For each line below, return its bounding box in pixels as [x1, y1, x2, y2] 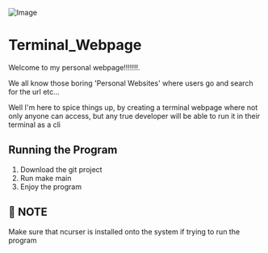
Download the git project [19, 164, 103, 174]
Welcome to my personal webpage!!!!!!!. [8, 62, 140, 72]
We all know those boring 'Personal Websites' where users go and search [8, 78, 253, 88]
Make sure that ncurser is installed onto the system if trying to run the [8, 226, 241, 236]
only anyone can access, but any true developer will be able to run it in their [8, 111, 261, 120]
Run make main [19, 173, 72, 183]
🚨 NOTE [8, 205, 48, 219]
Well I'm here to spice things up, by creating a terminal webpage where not [8, 102, 258, 112]
